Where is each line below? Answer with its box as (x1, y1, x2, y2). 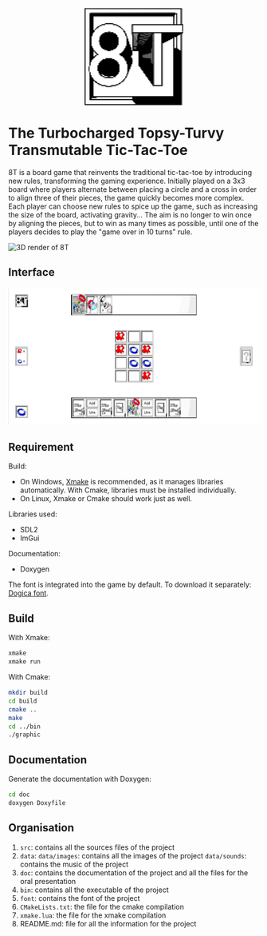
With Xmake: (8, 633, 50, 643)
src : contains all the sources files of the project (19, 842, 175, 852)
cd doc (8, 791, 30, 799)
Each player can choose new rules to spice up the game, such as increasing (8, 201, 258, 211)
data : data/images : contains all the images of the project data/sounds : (19, 850, 247, 860)
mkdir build (8, 689, 48, 697)
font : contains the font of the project (19, 893, 141, 902)
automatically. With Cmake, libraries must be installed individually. (19, 485, 237, 495)
